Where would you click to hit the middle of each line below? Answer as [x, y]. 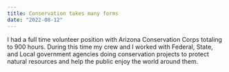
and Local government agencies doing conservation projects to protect [108, 54]
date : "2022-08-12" [35, 20]
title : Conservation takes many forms [63, 13]
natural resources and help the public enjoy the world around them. [103, 61]
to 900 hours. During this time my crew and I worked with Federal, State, [110, 47]
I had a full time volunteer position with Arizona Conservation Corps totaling [115, 39]
